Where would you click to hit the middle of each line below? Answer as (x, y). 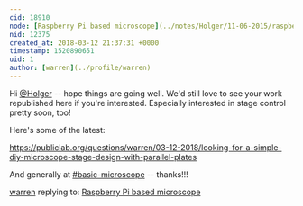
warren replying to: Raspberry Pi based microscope (105, 192)
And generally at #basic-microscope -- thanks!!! (99, 174)
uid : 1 (22, 59)
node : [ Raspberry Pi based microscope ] (84, 26)
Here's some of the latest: (57, 130)
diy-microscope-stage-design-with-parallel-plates (103, 157)
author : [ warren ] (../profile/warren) (80, 68)
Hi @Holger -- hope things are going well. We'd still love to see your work (146, 93)
